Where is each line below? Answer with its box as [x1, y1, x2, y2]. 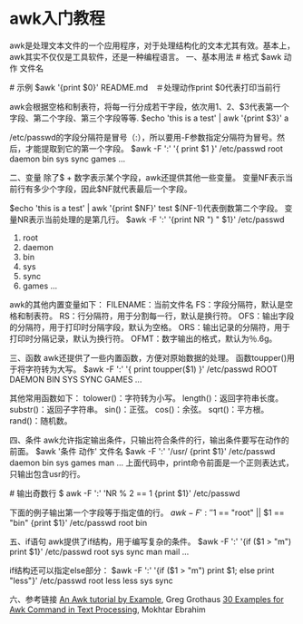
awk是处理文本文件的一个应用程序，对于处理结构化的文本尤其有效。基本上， [9, 40, 295, 51]
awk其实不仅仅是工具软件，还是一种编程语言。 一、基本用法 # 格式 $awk [9, 51, 282, 62]
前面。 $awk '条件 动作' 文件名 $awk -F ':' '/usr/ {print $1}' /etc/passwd [9, 445, 276, 456]
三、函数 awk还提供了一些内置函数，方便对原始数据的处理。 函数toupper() [9, 352, 288, 363]
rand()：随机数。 [9, 414, 73, 426]
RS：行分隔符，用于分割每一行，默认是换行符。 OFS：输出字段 [58, 310, 295, 321]
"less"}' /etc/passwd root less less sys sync [9, 575, 174, 586]
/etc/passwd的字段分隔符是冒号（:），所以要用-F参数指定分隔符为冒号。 [9, 132, 278, 142]
